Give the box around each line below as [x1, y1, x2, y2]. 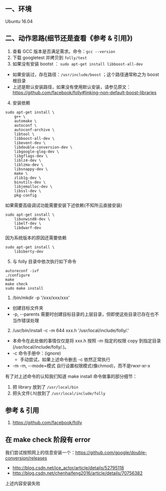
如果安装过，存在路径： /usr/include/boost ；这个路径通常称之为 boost [12, 71, 159, 77]
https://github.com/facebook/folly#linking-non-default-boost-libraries [12, 89, 156, 95]
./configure [5, 273, 30, 278]
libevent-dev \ [14, 140, 46, 145]
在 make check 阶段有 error [5, 435, 91, 444]
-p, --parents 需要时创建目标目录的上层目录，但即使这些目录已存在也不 [12, 311, 159, 317]
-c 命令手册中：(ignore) [12, 350, 61, 356]
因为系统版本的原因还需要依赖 [5, 234, 66, 241]
